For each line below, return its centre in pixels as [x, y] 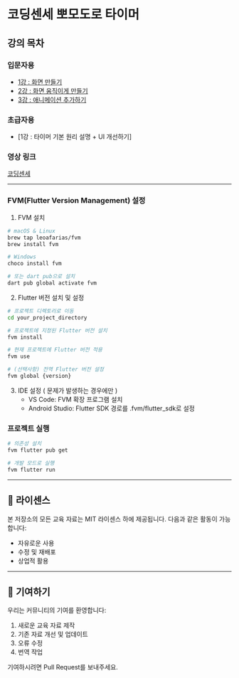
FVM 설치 [31, 217]
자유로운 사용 [36, 543]
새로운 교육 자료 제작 [46, 625]
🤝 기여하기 [29, 592]
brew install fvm [33, 244]
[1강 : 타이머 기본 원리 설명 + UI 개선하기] [74, 137]
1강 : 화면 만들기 [40, 82]
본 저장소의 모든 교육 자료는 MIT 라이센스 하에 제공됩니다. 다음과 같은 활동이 [113, 519]
